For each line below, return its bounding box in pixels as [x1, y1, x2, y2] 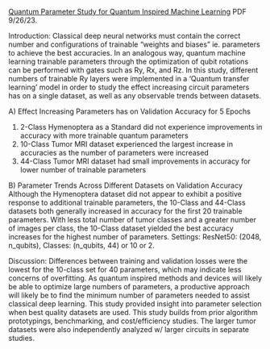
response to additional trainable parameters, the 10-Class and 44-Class [8, 197, 246, 207]
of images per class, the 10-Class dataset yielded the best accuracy [8, 223, 234, 233]
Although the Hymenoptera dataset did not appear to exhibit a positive [8, 189, 242, 198]
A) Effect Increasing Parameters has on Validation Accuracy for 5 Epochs [8, 106, 251, 116]
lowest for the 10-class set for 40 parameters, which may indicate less [8, 265, 242, 274]
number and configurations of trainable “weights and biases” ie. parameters [8, 39, 260, 49]
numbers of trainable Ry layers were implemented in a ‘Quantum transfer [8, 74, 250, 83]
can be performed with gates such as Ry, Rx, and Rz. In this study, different [8, 65, 259, 75]
